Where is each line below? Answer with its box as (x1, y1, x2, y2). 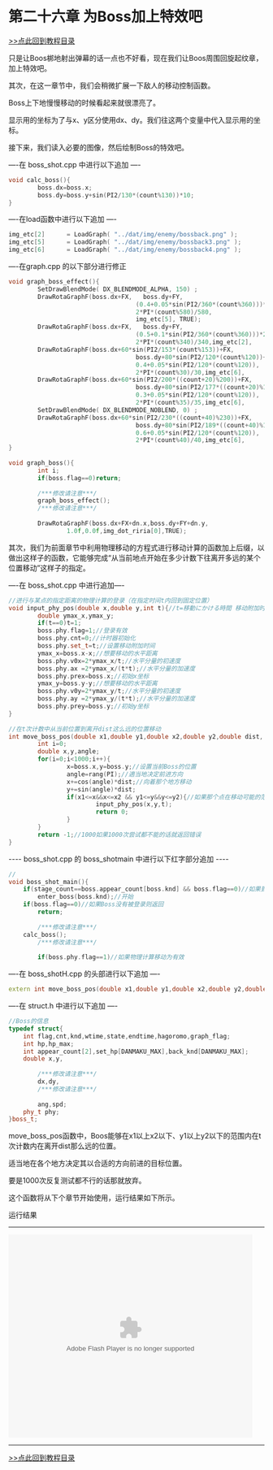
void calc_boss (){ (8, 176, 71, 184)
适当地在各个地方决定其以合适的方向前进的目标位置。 (8, 1159, 187, 1169)
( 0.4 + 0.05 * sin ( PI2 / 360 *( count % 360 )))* (135, 300, 267, 309)
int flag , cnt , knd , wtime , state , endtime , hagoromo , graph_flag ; (23, 1032, 231, 1040)
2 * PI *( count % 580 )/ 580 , (135, 308, 213, 316)
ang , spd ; (37, 1100, 67, 1108)
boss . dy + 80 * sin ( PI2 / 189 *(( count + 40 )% (135, 421, 264, 429)
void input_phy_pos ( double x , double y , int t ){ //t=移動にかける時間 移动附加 (8, 604, 260, 612)
